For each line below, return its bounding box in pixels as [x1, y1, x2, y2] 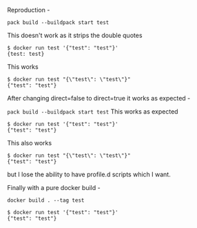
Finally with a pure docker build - [7, 184, 101, 191]
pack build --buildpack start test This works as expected [7, 107, 178, 116]
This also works [7, 139, 52, 147]
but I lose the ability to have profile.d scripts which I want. [7, 170, 171, 178]
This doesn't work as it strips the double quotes [7, 31, 143, 39]
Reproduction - [7, 6, 50, 14]
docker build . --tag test [7, 197, 85, 204]
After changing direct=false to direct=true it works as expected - [7, 94, 191, 102]
